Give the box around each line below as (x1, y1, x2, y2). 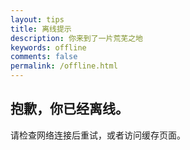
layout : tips (10, 14, 65, 25)
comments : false (10, 52, 78, 62)
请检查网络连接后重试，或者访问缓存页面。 (10, 129, 186, 141)
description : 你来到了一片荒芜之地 (10, 33, 143, 43)
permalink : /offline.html (10, 61, 118, 71)
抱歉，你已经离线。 (10, 101, 129, 118)
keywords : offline (10, 42, 87, 53)
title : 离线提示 (10, 24, 72, 34)
